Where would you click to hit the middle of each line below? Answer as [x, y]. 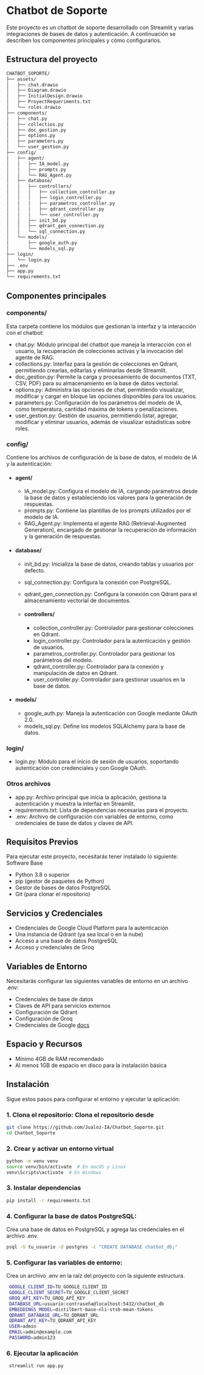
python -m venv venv [32, 1161]
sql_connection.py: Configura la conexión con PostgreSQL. [98, 582]
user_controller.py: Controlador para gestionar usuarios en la [109, 679]
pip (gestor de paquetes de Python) [59, 881]
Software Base [25, 863]
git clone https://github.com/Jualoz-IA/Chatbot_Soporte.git [85, 1127]
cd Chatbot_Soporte [31, 1133]
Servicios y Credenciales [55, 913]
